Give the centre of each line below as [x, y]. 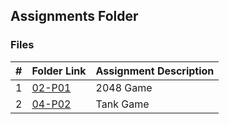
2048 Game [124, 87]
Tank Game [122, 104]
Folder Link [59, 71]
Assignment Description [155, 71]
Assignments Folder [74, 16]
